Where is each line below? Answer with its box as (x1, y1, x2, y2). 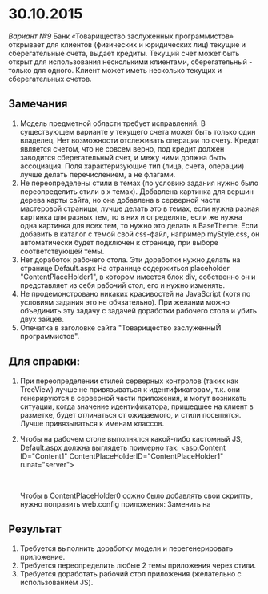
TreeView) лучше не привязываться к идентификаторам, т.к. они (19, 384, 241, 394)
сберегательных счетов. (8, 74, 92, 83)
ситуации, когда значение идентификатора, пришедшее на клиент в (19, 402, 254, 411)
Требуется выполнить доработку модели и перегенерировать (19, 543, 234, 553)
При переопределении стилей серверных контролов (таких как (19, 376, 238, 386)
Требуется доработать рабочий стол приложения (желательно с (19, 569, 242, 579)
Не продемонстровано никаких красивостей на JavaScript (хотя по (19, 289, 251, 298)
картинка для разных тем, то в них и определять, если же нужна (19, 212, 242, 221)
